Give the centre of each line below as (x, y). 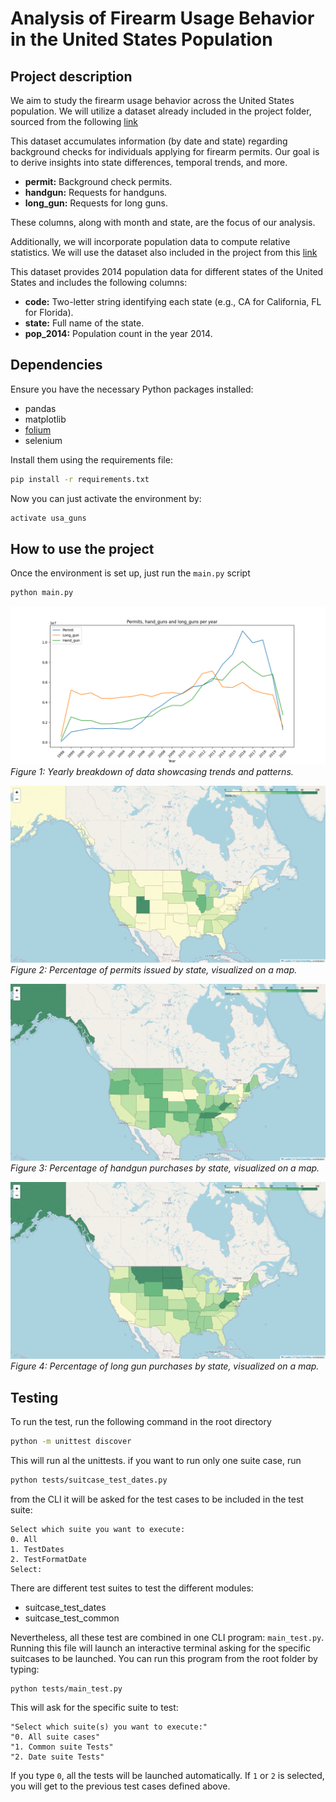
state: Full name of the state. (84, 323)
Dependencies (56, 365)
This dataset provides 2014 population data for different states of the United (167, 271)
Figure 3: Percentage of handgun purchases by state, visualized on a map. (165, 1168)
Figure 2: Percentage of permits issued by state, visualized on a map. (154, 970)
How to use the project (82, 548)
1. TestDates (37, 1549)
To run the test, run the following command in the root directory (141, 1422)
